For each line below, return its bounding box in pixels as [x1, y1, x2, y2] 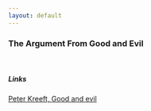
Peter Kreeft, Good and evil [8, 94, 97, 103]
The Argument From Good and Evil [8, 37, 144, 48]
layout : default [8, 11, 62, 20]
